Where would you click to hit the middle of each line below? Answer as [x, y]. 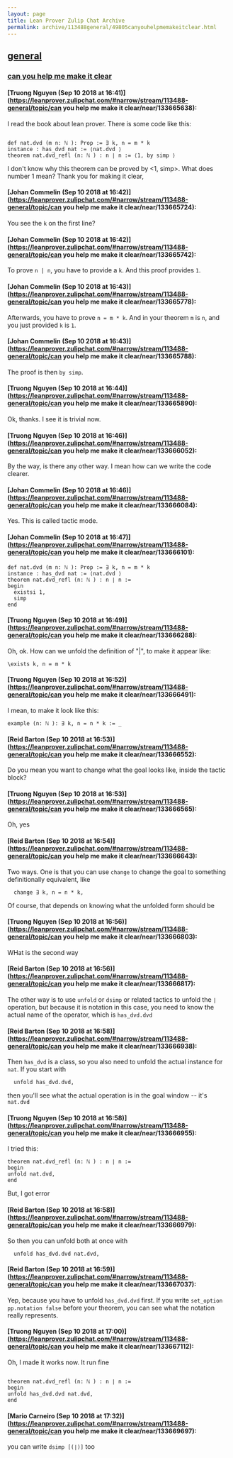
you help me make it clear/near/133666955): [130, 1133]
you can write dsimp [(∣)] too [51, 1447]
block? [17, 778]
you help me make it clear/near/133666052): [130, 451]
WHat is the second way [43, 952]
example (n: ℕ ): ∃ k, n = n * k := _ [64, 723]
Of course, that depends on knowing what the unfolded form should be [111, 905]
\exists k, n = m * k [39, 664]
